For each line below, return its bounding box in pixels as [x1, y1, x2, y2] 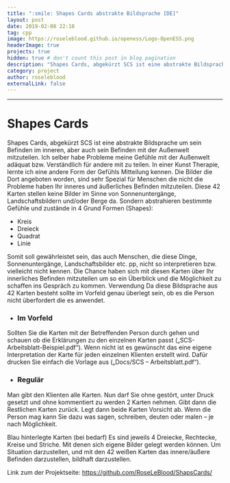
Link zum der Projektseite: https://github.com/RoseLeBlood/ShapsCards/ [7, 468, 212, 476]
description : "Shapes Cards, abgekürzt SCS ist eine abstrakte [7, 61, 192, 68]
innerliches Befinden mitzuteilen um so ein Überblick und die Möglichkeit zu [7, 275, 222, 283]
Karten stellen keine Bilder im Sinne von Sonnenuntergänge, [7, 190, 177, 198]
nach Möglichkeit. [7, 419, 57, 428]
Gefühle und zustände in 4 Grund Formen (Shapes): [7, 204, 153, 212]
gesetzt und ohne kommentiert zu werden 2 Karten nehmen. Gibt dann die [7, 398, 217, 406]
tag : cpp [7, 29, 32, 36]
